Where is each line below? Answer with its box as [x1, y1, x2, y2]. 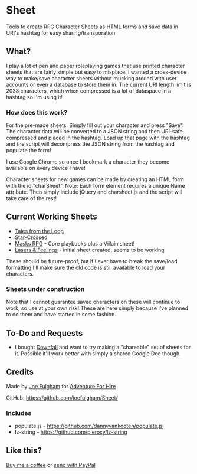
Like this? [6, 446, 42, 456]
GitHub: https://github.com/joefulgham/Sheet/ [6, 394, 118, 401]
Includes [6, 408, 32, 417]
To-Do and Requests [6, 328, 83, 338]
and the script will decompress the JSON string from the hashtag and [6, 140, 175, 148]
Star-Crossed [14, 234, 48, 241]
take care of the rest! [6, 195, 57, 202]
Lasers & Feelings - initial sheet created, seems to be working [14, 246, 165, 253]
